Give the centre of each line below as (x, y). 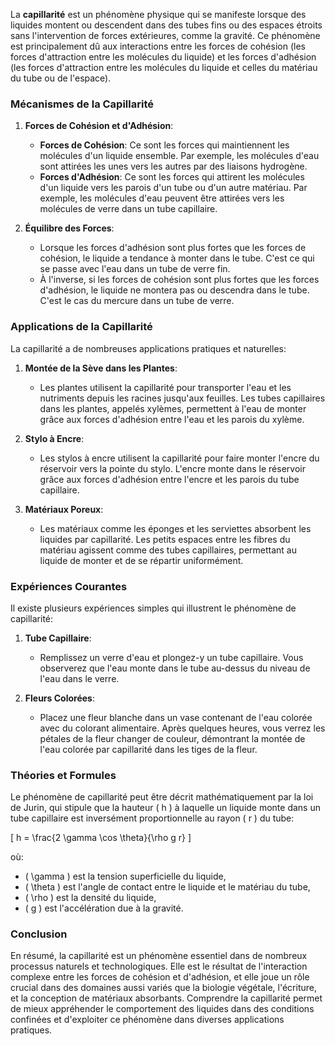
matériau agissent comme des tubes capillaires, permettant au (168, 550)
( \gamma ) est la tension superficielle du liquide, (125, 876)
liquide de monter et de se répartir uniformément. (141, 560)
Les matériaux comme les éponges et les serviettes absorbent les (175, 528)
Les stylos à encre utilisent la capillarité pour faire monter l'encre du (179, 458)
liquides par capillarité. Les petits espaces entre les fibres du (165, 539)
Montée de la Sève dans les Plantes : (101, 368)
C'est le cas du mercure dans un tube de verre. (137, 301)
